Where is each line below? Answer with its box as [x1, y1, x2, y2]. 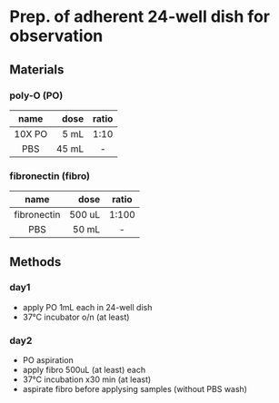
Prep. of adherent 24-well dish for [9, 6, 271, 27]
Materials [9, 62, 65, 77]
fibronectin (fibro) [9, 170, 91, 182]
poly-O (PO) [9, 89, 64, 102]
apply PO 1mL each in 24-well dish [22, 301, 153, 312]
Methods [9, 254, 62, 270]
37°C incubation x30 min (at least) [22, 374, 152, 385]
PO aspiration [22, 355, 75, 366]
